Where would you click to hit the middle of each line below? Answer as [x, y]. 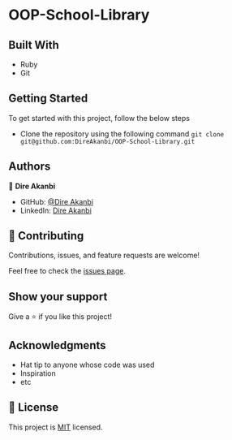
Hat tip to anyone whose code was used [87, 365]
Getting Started [48, 99]
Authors [30, 167]
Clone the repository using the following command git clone [122, 134]
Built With [34, 45]
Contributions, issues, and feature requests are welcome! [104, 255]
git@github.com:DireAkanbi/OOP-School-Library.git [107, 141]
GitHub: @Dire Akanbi [57, 201]
